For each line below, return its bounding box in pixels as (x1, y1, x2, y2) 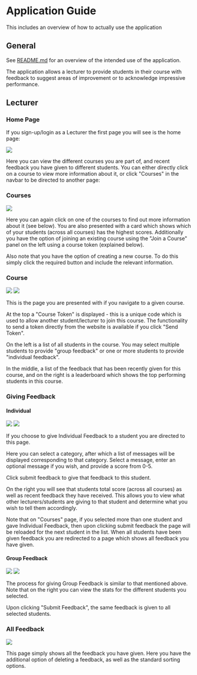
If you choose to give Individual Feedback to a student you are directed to (6, 432, 185, 440)
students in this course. (6, 377, 63, 385)
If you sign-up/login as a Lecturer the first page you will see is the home (6, 129, 181, 136)
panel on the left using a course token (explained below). (6, 241, 145, 248)
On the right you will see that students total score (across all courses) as (6, 486, 182, 493)
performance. (6, 80, 40, 88)
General (6, 41, 37, 51)
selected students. (6, 611, 51, 618)
